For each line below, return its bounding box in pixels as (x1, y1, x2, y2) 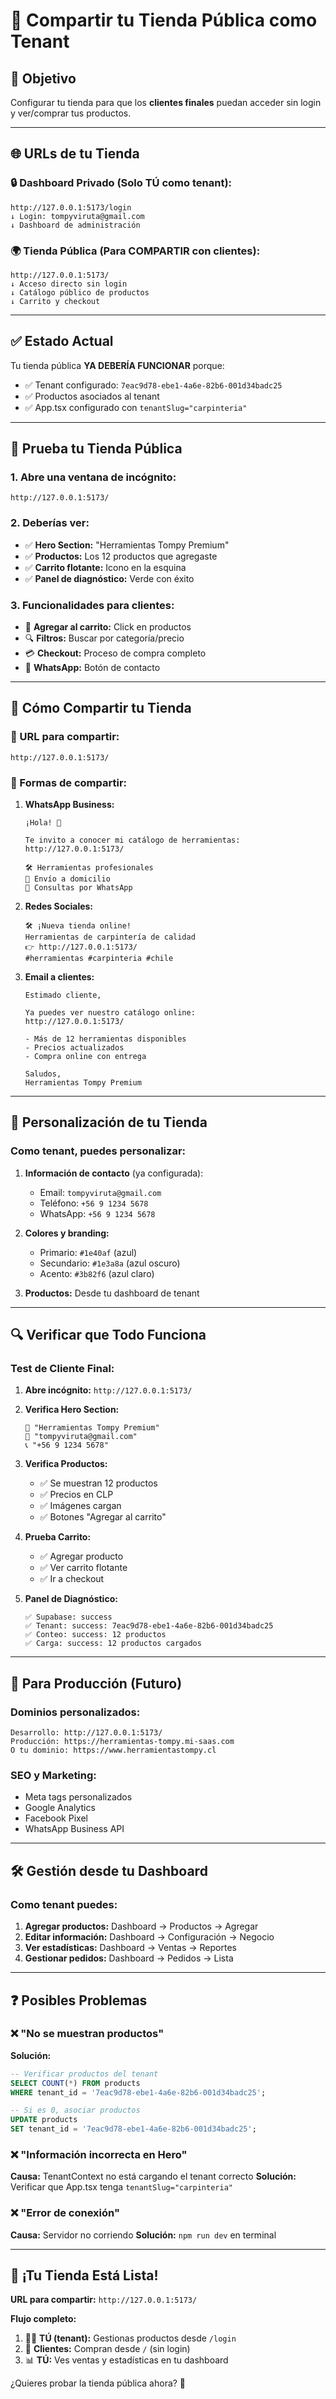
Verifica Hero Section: (24, 1404, 120, 1416)
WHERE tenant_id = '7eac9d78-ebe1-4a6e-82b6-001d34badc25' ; (10, 2087, 267, 2098)
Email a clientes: (24, 971, 95, 983)
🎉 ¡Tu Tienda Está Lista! (10, 2267, 159, 2284)
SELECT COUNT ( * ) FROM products (10, 2078, 141, 2088)
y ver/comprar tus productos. (10, 107, 132, 119)
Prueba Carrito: (24, 1531, 92, 1543)
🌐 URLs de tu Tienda (10, 145, 140, 163)
